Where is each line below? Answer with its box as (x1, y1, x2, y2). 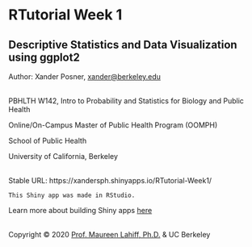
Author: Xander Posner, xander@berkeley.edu (8, 72, 162, 82)
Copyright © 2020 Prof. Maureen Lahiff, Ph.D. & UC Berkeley (8, 230, 211, 239)
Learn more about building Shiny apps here (8, 206, 153, 215)
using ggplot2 (8, 50, 81, 64)
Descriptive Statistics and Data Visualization (8, 38, 237, 52)
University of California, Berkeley (8, 152, 119, 161)
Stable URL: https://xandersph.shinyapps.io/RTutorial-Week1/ (8, 176, 212, 185)
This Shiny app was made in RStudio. (8, 191, 136, 199)
